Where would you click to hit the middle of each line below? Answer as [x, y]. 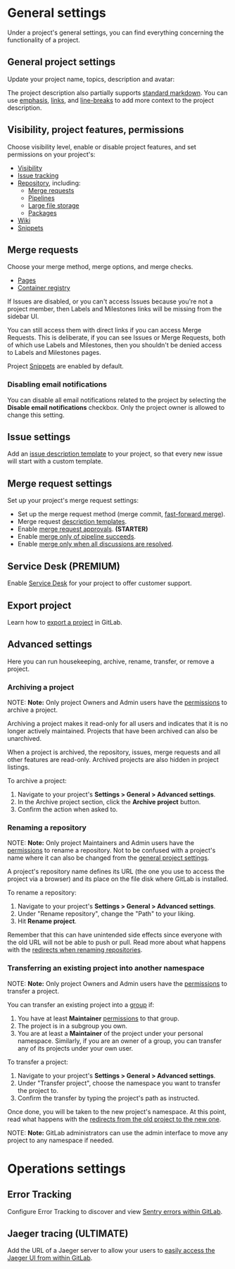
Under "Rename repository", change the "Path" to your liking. [106, 914]
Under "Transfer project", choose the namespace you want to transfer [119, 1083]
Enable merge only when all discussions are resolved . [95, 544]
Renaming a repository [47, 827]
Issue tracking [38, 175]
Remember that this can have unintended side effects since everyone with [115, 935]
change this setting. [36, 415]
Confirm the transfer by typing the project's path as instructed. [108, 1098]
